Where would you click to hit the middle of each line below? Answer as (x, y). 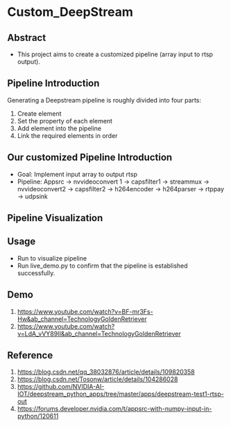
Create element (39, 113)
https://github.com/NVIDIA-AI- (61, 387)
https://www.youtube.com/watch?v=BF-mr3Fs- (85, 311)
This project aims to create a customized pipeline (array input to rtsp (115, 54)
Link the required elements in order (67, 135)
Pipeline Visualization (55, 218)
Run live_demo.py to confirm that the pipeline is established (103, 265)
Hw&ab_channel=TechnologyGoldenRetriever (82, 319)
